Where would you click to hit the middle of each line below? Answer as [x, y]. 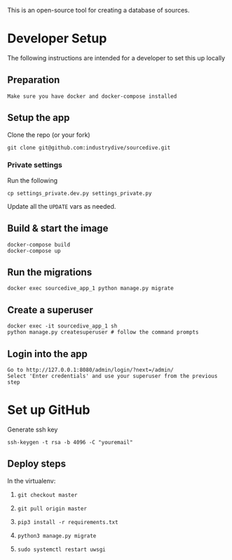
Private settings [35, 165]
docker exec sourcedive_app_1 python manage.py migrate [90, 288]
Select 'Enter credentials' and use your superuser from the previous [112, 376]
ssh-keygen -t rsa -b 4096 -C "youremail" [70, 443]
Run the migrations [50, 272]
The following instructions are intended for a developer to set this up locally [116, 58]
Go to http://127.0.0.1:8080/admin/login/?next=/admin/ [90, 370]
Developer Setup [57, 39]
